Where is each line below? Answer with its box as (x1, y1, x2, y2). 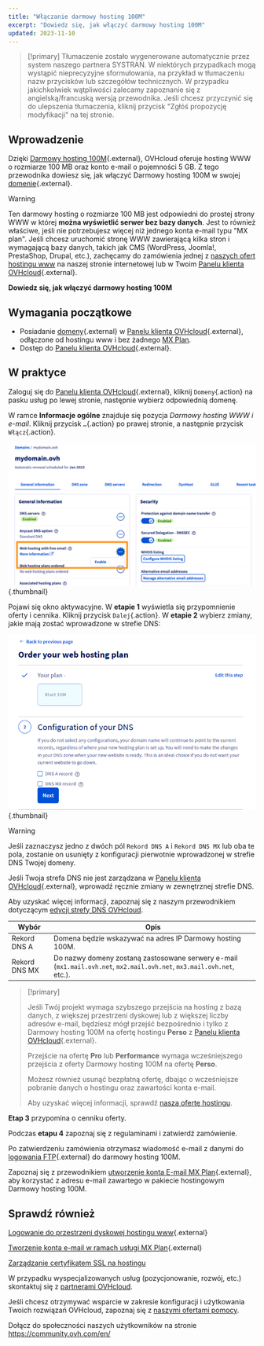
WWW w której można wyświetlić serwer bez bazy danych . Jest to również (8, 218, 256, 227)
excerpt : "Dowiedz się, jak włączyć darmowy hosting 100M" (8, 20, 206, 29)
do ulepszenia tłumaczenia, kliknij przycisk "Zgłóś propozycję (27, 102, 227, 112)
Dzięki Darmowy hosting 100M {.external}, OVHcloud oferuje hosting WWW (8, 154, 251, 163)
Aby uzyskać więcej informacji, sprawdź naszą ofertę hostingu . (27, 1098, 233, 1108)
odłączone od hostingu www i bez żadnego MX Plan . (19, 335, 192, 344)
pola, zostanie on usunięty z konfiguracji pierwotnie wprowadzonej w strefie (8, 849, 255, 859)
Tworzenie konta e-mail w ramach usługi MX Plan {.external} (8, 1243, 203, 1252)
